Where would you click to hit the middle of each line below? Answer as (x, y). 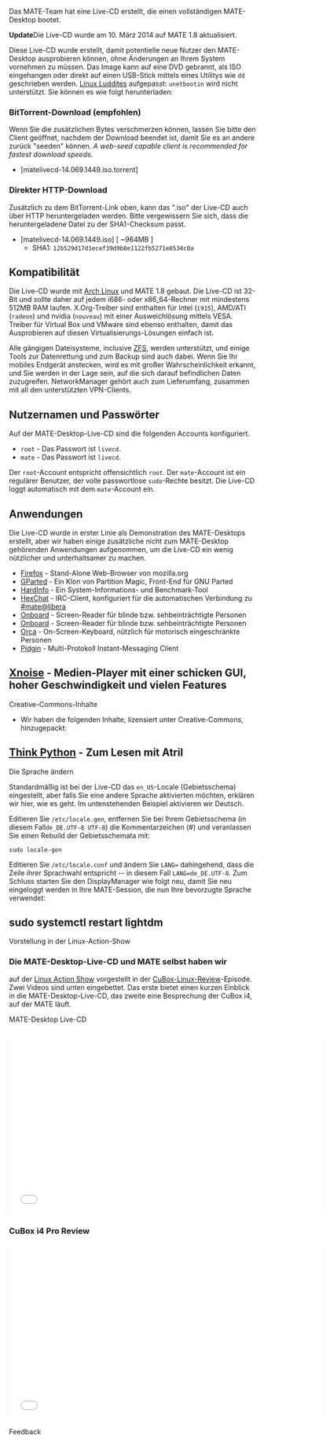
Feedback (25, 1432)
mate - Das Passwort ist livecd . (70, 457)
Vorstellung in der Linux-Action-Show (70, 941)
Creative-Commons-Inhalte (53, 704)
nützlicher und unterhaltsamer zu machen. (77, 558)
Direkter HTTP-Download (58, 190)
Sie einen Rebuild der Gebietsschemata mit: (79, 835)
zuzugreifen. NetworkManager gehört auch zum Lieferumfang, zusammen (129, 381)
